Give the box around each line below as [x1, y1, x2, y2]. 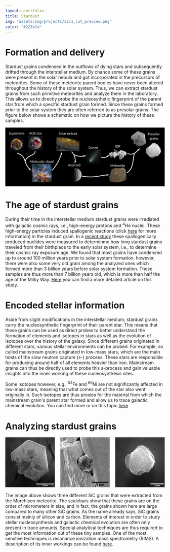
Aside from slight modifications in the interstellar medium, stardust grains [5, 316, 158, 322]
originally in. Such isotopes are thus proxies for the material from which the [5, 392, 162, 398]
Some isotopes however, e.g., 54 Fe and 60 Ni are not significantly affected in [5, 380, 163, 387]
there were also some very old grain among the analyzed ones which [5, 260, 149, 266]
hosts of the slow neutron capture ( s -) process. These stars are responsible [5, 354, 163, 360]
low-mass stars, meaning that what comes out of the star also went [5, 386, 146, 393]
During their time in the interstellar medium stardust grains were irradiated [5, 216, 159, 222]
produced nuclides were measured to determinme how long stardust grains [5, 239, 162, 245]
